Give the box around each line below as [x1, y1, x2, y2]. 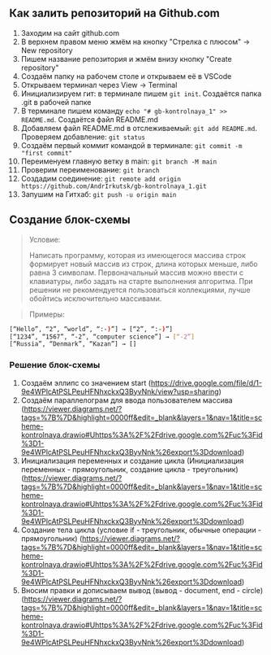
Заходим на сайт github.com [20, 28, 120, 37]
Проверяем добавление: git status [20, 132, 145, 142]
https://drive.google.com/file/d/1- [150, 378, 263, 387]
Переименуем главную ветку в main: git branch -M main [20, 156, 217, 166]
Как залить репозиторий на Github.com [9, 7, 220, 20]
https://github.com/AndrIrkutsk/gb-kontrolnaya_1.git [20, 182, 207, 190]
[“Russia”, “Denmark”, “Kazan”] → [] [9, 340, 137, 348]
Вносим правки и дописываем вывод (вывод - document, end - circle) [20, 585, 264, 595]
